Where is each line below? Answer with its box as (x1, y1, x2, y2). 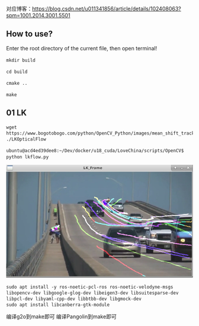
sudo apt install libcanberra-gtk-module (6, 302, 110, 308)
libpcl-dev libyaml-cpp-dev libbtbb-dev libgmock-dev (6, 296, 142, 302)
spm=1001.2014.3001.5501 (6, 12, 70, 19)
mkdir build (6, 57, 36, 63)
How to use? (6, 29, 53, 39)
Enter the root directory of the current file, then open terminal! (6, 44, 158, 52)
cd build (6, 69, 28, 75)
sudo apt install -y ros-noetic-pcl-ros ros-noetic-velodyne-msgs (6, 284, 174, 290)
